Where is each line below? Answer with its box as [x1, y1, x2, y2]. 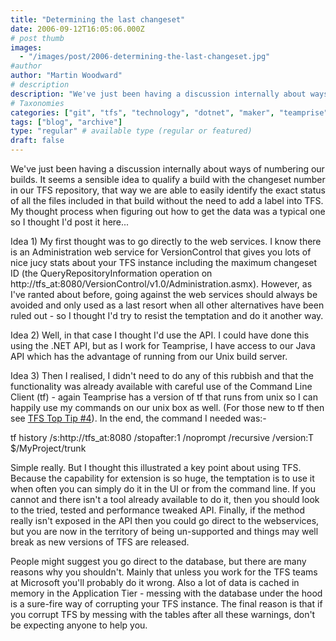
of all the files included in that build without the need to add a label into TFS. [10, 195, 324, 206]
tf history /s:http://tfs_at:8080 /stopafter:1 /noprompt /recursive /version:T [10, 432, 314, 443]
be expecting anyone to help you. [10, 619, 148, 631]
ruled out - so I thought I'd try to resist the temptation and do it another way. [10, 310, 324, 321]
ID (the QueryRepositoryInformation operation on [10, 267, 213, 279]
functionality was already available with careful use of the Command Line [10, 381, 313, 392]
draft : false [10, 136, 65, 146]
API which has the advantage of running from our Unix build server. [10, 351, 288, 362]
